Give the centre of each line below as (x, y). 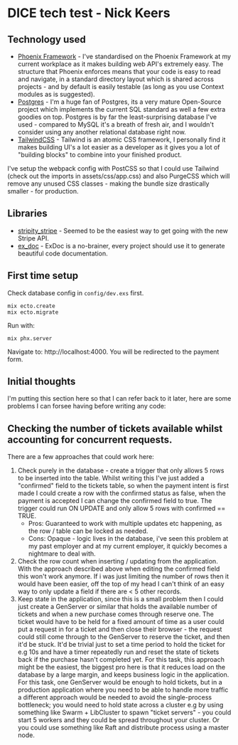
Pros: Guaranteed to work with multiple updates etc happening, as (125, 524)
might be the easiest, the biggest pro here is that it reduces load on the (121, 667)
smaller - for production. (43, 191)
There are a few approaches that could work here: (81, 457)
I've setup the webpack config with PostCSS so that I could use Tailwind (113, 168)
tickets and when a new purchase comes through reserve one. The (116, 614)
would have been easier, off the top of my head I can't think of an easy (121, 584)
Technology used (47, 39)
